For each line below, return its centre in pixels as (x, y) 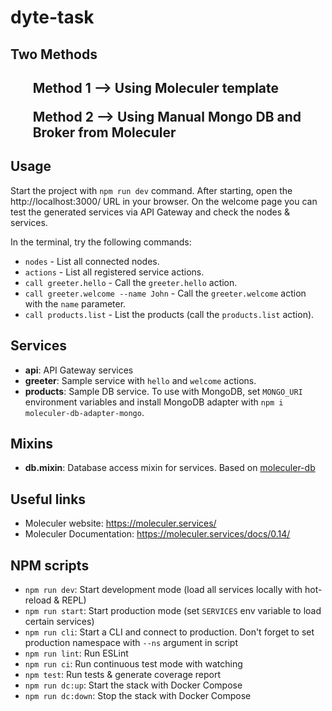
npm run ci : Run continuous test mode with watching (133, 664)
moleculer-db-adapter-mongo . (84, 412)
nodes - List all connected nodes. (92, 261)
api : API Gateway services (79, 370)
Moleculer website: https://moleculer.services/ (120, 523)
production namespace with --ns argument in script (131, 643)
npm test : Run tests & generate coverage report (123, 675)
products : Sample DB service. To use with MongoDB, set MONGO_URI (163, 391)
